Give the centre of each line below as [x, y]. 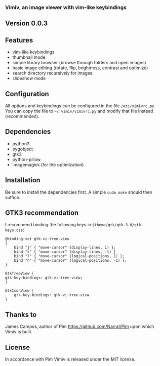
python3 [21, 143]
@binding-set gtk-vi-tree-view [37, 239]
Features [19, 40]
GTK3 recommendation [42, 213]
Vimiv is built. [19, 332]
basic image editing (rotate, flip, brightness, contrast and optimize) [80, 68]
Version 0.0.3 [26, 23]
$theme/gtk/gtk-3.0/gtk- [118, 225]
